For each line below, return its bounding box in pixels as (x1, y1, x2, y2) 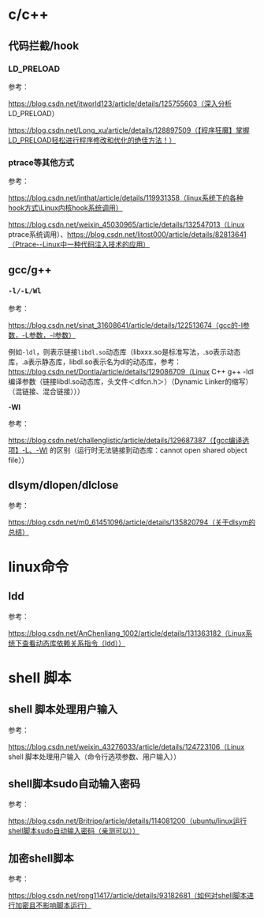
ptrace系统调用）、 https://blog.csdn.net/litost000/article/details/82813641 (8, 230, 247, 239)
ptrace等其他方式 (8, 156, 75, 167)
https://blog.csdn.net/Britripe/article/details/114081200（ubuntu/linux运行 (8, 816, 247, 826)
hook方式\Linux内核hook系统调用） (8, 203, 124, 212)
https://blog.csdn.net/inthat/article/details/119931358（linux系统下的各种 (8, 194, 244, 203)
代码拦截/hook (8, 39, 80, 52)
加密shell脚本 (8, 851, 74, 865)
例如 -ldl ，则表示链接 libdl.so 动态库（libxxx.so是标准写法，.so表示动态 (8, 347, 241, 356)
